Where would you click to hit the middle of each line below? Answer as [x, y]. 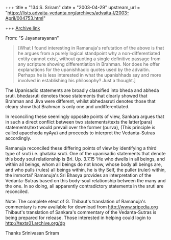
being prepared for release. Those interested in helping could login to [78, 218]
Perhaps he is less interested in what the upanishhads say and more [89, 75]
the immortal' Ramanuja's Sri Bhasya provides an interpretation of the [78, 175]
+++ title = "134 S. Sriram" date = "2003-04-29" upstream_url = [73, 7]
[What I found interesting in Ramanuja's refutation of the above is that [91, 48]
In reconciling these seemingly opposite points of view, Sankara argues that [85, 116]
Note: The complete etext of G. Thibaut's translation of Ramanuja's [76, 201]
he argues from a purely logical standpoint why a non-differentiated [89, 53]
